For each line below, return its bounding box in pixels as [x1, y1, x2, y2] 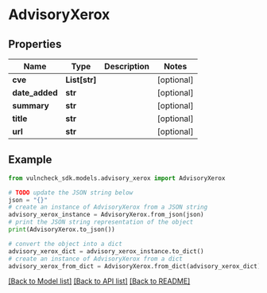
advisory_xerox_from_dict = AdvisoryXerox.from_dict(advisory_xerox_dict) [8, 262, 261, 270]
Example [8, 153, 52, 166]
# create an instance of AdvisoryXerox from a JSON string [8, 203, 208, 212]
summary [12, 100, 49, 111]
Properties [8, 37, 62, 51]
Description [104, 61, 149, 72]
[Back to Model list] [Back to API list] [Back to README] [8, 276, 191, 286]
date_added [12, 88, 58, 98]
